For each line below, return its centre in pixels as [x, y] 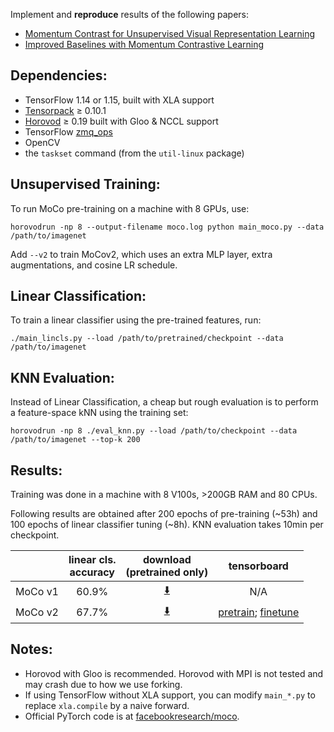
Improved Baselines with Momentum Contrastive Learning [144, 44]
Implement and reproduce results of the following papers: [129, 14]
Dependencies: [59, 75]
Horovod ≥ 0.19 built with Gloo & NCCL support [121, 121]
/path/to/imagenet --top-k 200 [75, 440]
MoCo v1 [37, 591]
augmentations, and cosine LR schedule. [94, 265]
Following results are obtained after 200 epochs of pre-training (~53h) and [164, 514]
